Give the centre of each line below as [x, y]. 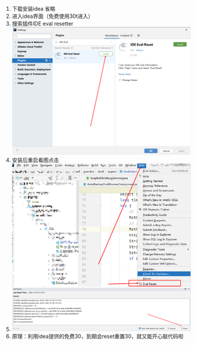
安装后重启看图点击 [35, 160]
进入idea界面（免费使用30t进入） [52, 16]
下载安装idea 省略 [33, 9]
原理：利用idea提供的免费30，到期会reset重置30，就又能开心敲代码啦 [98, 336]
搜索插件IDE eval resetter [43, 23]
